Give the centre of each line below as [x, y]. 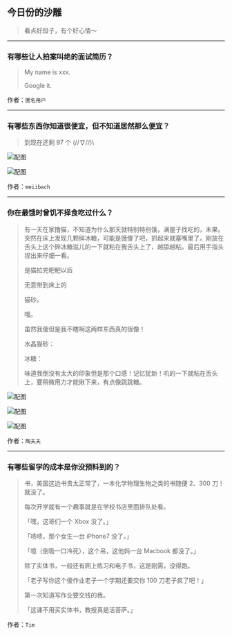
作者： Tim [21, 625]
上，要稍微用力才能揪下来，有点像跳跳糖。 [85, 382]
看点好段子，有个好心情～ [60, 31]
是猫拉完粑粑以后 [48, 270]
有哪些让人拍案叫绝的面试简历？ [60, 56]
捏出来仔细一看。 [48, 255]
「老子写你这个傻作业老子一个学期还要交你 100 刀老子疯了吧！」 [116, 580]
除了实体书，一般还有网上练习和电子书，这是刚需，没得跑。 [109, 566]
